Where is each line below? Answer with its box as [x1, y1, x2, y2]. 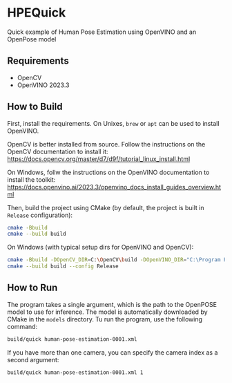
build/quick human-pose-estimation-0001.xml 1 [7, 368, 144, 376]
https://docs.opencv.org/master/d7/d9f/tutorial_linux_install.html [7, 154, 191, 163]
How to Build [7, 101, 64, 113]
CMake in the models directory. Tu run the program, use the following [7, 315, 202, 323]
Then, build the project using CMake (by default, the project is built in [7, 203, 204, 212]
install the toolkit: [7, 175, 56, 184]
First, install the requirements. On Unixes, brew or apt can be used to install [7, 119, 220, 127]
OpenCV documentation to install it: [7, 147, 108, 156]
